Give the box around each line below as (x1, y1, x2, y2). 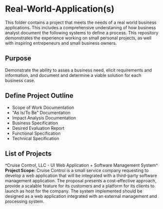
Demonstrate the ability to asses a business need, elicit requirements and (5, 67, 152, 73)
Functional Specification (12, 130, 61, 136)
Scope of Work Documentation (12, 104, 74, 110)
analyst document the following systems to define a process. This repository (5, 30, 159, 35)
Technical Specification (12, 135, 59, 141)
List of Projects (5, 149, 52, 157)
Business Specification (12, 120, 58, 126)
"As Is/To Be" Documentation (12, 109, 71, 115)
